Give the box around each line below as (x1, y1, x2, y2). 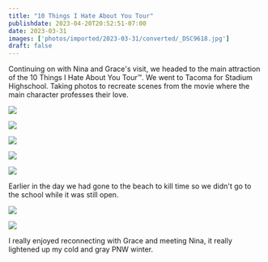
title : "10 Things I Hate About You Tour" (8, 11, 154, 20)
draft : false (8, 42, 53, 50)
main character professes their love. (8, 90, 129, 99)
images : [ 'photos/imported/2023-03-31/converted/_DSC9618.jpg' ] (8, 34, 230, 43)
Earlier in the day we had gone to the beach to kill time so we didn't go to (8, 181, 252, 191)
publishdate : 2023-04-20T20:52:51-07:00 (8, 19, 147, 27)
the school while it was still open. (8, 190, 119, 200)
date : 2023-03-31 (8, 27, 67, 35)
